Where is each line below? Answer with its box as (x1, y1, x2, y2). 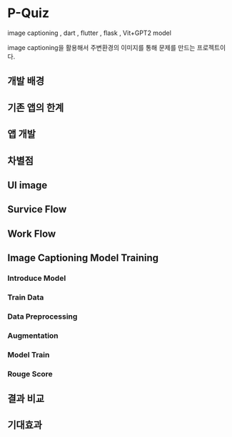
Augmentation (7, 330, 59, 340)
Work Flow (7, 227, 56, 240)
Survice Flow (7, 203, 67, 215)
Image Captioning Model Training (7, 252, 159, 264)
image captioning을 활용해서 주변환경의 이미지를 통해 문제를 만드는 (7, 43, 196, 51)
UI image (7, 179, 48, 191)
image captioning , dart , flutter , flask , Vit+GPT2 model (7, 29, 171, 37)
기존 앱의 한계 (7, 101, 64, 113)
